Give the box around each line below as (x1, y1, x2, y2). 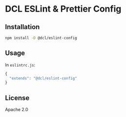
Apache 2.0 (5, 107, 28, 113)
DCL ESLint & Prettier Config (5, 3, 122, 15)
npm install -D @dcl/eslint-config (5, 35, 77, 40)
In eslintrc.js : (5, 62, 36, 67)
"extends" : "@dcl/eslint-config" (9, 76, 77, 81)
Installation (5, 23, 40, 31)
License (5, 94, 30, 102)
